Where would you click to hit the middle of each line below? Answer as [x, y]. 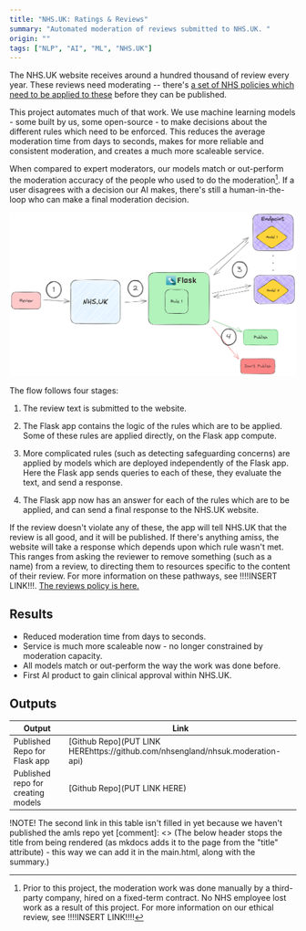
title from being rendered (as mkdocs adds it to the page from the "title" [144, 842]
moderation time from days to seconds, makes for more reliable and [137, 141]
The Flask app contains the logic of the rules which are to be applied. [152, 425]
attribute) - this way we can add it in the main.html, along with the [133, 852]
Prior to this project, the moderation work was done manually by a [146, 888]
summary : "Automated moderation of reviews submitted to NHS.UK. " [140, 29]
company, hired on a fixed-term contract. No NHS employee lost [166, 897]
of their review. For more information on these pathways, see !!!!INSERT [143, 576]
